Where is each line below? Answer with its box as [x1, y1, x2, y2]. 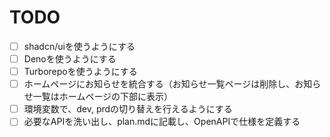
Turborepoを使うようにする [23, 66, 138, 78]
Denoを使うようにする [23, 53, 117, 65]
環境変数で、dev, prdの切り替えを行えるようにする [23, 103, 233, 115]
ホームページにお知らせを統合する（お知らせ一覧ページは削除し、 [23, 78, 296, 90]
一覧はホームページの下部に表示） [32, 91, 174, 103]
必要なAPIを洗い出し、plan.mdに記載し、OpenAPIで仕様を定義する [23, 116, 301, 128]
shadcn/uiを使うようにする [23, 40, 136, 52]
